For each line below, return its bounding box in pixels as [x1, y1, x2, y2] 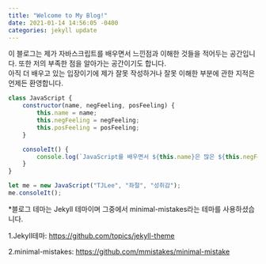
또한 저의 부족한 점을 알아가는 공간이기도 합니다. [18, 58, 166, 68]
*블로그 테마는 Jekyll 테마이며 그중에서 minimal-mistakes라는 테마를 [8, 204, 222, 213]
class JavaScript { [8, 94, 73, 103]
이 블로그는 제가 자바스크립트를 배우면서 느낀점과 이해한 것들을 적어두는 [8, 49, 228, 58]
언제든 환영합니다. [8, 78, 64, 88]
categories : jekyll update [8, 26, 97, 34]
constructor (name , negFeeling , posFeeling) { [22, 102, 176, 110]
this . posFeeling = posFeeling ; [36, 123, 140, 131]
